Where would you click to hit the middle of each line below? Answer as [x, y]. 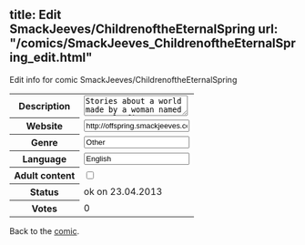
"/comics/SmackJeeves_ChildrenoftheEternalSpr [152, 43]
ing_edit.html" [51, 58]
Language [44, 159]
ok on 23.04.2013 [123, 192]
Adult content [45, 176]
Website [45, 127]
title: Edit [36, 15]
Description [45, 106]
